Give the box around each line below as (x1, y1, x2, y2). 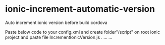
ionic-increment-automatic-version (5, 3, 155, 15)
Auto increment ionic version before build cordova (5, 20, 108, 25)
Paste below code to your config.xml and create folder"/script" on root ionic (5, 29, 160, 35)
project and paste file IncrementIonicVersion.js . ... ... (5, 34, 112, 40)
